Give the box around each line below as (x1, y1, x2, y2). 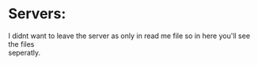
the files (8, 39, 35, 48)
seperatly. (8, 48, 41, 57)
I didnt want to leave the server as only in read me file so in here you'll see (8, 31, 251, 40)
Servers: (8, 5, 66, 23)
